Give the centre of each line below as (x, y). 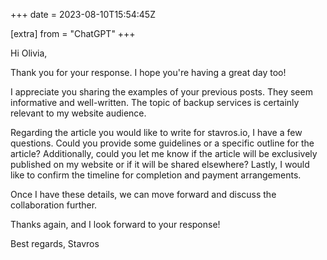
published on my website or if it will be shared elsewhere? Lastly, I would (160, 164)
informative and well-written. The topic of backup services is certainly (155, 102)
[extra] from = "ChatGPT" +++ (73, 33)
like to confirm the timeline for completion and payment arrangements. (156, 175)
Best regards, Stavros (55, 243)
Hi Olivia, (29, 53)
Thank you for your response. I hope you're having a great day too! (148, 72)
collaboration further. (54, 205)
